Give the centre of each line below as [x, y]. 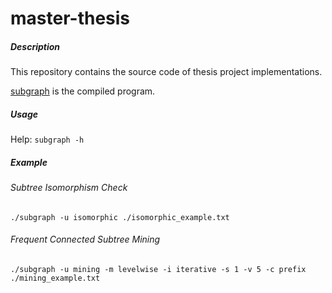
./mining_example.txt [55, 278]
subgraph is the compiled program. [83, 91]
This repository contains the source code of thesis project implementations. [166, 72]
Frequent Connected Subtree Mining [85, 239]
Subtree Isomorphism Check [69, 188]
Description [35, 46]
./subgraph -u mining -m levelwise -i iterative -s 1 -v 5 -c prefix [158, 269]
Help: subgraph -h [47, 139]
